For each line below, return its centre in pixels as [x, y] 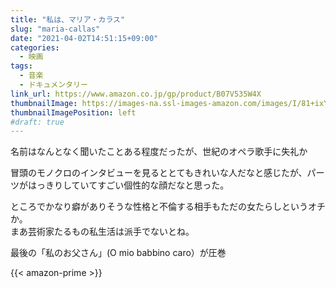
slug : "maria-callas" [55, 29]
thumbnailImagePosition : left [73, 112]
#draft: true [37, 122]
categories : [35, 47]
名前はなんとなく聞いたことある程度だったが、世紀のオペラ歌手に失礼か [159, 152]
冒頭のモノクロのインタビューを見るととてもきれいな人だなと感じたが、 [159, 173]
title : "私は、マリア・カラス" [68, 19]
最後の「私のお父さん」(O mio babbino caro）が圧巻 [118, 253]
